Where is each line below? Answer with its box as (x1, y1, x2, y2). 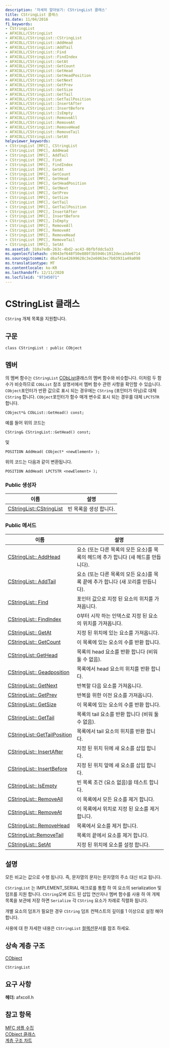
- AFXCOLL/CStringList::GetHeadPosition (5, 73, 92, 78)
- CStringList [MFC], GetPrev (5, 190, 69, 195)
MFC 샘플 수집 (5, 1025, 34, 1031)
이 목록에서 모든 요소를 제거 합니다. (76, 796, 155, 803)
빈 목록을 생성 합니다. (67, 506, 115, 513)
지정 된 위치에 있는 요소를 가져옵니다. (76, 629, 159, 636)
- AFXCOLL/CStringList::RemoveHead (5, 125, 80, 130)
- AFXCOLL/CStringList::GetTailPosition (5, 96, 92, 101)
